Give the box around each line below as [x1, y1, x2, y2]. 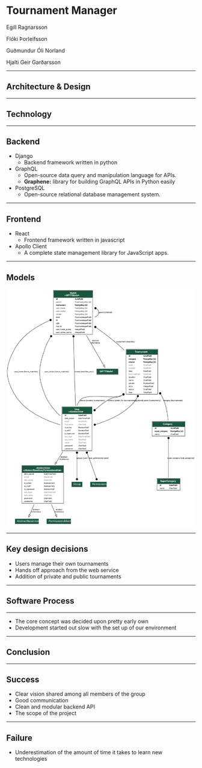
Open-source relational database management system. [23, 191, 161, 198]
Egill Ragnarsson [6, 23, 48, 31]
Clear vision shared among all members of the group [14, 690, 145, 698]
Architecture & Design [6, 82, 91, 92]
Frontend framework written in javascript [23, 236, 125, 244]
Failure [6, 732, 33, 743]
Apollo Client [14, 243, 47, 250]
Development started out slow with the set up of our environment [14, 624, 177, 631]
